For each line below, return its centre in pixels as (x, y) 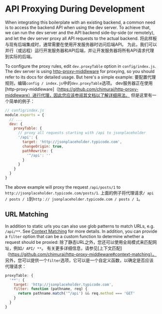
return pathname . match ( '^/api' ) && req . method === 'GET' (76, 294)
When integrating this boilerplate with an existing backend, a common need (80, 22)
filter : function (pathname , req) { (51, 289)
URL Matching (27, 215)
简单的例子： (22, 101)
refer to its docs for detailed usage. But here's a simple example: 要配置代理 (81, 77)
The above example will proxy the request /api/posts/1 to (63, 187)
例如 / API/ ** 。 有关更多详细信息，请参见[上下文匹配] (68, 248)
